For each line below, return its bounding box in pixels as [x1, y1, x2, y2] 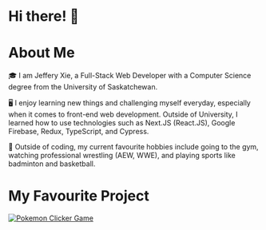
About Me [8, 44, 75, 62]
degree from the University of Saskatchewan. [8, 82, 158, 92]
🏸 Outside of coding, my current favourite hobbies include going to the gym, [8, 142, 259, 152]
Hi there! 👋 [8, 7, 80, 26]
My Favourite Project [8, 187, 149, 205]
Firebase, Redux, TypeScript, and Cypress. [8, 127, 149, 137]
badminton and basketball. [8, 159, 96, 169]
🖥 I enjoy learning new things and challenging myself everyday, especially [8, 98, 252, 108]
